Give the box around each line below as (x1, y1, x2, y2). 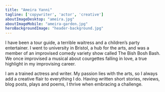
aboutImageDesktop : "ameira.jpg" (5, 16, 75, 21)
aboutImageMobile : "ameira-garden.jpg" (5, 21, 88, 26)
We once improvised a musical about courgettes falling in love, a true (5, 55, 147, 61)
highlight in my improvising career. (5, 61, 76, 67)
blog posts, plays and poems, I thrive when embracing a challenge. (5, 81, 143, 87)
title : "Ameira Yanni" (5, 7, 52, 12)
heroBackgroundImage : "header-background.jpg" (5, 26, 104, 31)
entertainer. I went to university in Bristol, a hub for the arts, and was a (5, 45, 150, 51)
